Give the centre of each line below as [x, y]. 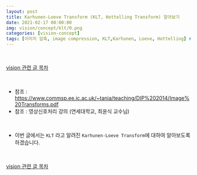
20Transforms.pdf [36, 104]
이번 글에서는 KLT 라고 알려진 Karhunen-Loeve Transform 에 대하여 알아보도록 [102, 135]
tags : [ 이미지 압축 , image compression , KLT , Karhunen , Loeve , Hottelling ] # [99, 39]
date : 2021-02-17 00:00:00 [39, 22]
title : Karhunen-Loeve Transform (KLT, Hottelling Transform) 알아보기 [93, 17]
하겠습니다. [27, 142]
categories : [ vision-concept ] [43, 33]
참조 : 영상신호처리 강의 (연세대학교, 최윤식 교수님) [72, 111]
